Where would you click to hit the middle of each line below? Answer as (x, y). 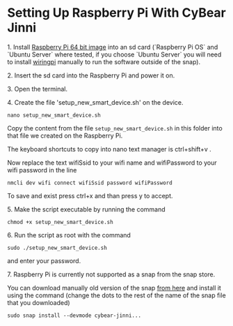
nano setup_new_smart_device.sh (54, 115)
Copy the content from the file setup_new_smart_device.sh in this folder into (115, 128)
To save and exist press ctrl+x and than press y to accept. (90, 195)
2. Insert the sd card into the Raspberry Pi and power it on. (91, 75)
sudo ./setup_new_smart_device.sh (57, 248)
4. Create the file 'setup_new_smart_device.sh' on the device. (95, 102)
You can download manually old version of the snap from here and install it (114, 288)
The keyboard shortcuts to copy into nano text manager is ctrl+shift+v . (110, 149)
